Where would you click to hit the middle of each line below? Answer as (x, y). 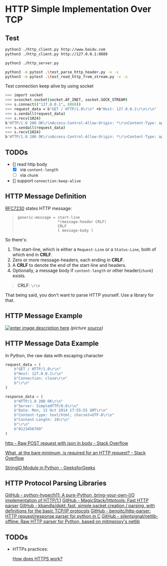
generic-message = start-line (49, 217)
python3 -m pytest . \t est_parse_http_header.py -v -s (62, 72)
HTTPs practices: (30, 549)
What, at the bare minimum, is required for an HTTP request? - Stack (76, 453)
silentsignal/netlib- (139, 516)
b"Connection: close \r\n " (41, 379)
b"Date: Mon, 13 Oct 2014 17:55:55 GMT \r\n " (61, 410)
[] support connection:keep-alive (46, 181)
